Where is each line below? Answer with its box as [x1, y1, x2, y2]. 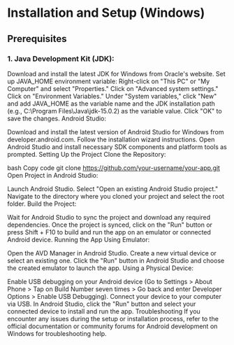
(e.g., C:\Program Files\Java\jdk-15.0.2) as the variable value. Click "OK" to [7, 106, 222, 115]
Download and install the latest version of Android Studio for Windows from [7, 127, 225, 136]
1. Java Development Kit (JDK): [7, 54, 115, 64]
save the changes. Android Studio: [7, 114, 107, 122]
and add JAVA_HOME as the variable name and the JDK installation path [7, 99, 215, 108]
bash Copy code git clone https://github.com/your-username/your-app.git [7, 163, 220, 172]
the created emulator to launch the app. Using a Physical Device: [7, 264, 194, 272]
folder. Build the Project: [7, 199, 77, 208]
